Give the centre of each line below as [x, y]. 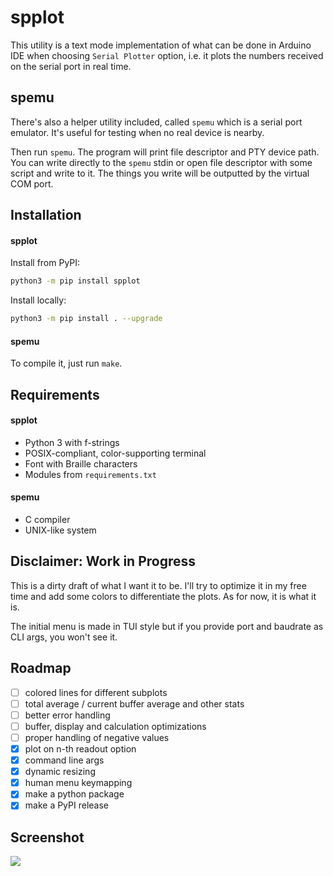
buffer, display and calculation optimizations [115, 726]
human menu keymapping [78, 783]
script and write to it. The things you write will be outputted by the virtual [160, 173]
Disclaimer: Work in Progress [103, 561]
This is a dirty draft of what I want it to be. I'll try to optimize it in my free [158, 585]
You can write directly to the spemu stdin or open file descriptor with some [161, 162]
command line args [64, 760]
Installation [46, 215]
